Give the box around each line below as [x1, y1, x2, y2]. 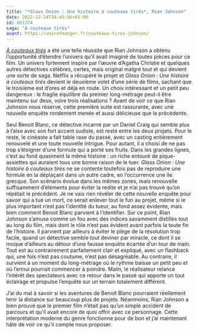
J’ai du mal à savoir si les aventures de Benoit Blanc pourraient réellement [6, 290, 186, 297]
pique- [159, 153, 176, 160]
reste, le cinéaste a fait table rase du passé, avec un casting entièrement [6, 134, 183, 141]
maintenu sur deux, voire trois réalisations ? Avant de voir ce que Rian [6, 97, 176, 104]
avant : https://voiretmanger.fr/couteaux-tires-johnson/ [6, 31, 150, 37]
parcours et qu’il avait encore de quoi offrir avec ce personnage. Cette [6, 309, 178, 316]
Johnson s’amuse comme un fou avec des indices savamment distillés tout [6, 215, 188, 222]
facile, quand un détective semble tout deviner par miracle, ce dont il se [6, 234, 181, 241]
